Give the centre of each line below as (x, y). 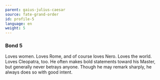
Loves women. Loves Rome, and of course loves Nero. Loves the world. (79, 56)
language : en (19, 24)
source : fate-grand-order (32, 14)
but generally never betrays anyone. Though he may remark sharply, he (79, 67)
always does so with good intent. (39, 72)
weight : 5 (15, 28)
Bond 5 (14, 46)
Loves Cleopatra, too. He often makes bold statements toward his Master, (80, 62)
